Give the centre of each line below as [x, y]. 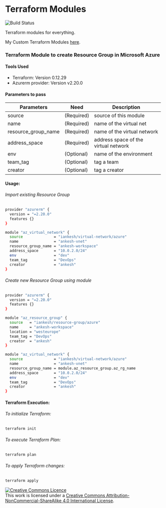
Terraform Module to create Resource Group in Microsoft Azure [83, 54]
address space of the [119, 140]
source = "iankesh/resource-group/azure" [55, 323]
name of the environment [123, 154]
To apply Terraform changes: [35, 466]
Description [126, 107]
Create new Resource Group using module [48, 280]
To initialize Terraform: [28, 414]
